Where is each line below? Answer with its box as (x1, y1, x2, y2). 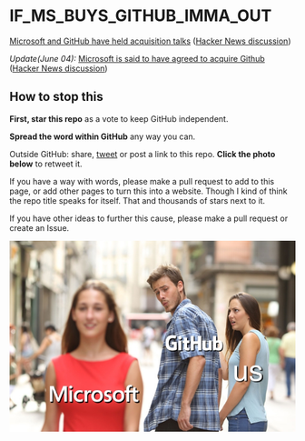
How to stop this (9, 89, 104, 105)
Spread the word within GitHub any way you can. (9, 131, 196, 142)
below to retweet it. (9, 158, 84, 169)
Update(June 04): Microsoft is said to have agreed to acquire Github (9, 53, 265, 64)
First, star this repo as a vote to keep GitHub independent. (9, 113, 229, 124)
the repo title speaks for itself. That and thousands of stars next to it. (9, 195, 266, 205)
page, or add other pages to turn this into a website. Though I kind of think (9, 185, 288, 196)
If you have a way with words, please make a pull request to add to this (9, 175, 275, 186)
